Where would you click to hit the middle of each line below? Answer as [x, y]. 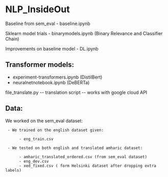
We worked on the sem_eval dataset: [44, 120]
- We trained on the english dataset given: [55, 130]
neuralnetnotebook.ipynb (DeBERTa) [51, 82]
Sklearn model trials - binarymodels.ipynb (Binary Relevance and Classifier [84, 33]
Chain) [12, 39]
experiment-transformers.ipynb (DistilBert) [57, 77]
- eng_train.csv [36, 139]
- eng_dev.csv [34, 161]
